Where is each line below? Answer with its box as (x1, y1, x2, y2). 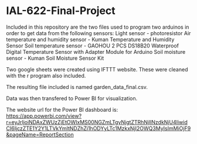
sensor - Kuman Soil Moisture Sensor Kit (6, 54, 104, 61)
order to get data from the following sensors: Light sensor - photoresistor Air (6, 29, 191, 36)
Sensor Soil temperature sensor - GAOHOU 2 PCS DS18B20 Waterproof (6, 42, 179, 49)
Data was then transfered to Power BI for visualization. (6, 95, 138, 102)
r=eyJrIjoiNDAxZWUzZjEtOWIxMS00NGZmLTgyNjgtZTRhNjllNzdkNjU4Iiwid (6, 118, 188, 125)
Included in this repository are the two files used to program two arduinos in (6, 23, 189, 30)
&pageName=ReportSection (6, 131, 74, 138)
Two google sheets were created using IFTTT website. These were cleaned (6, 66, 188, 73)
